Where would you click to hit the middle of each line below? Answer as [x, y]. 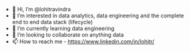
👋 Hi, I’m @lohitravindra [41, 9]
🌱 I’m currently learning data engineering [63, 28]
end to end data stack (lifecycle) [52, 22]
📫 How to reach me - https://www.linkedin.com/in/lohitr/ [83, 41]
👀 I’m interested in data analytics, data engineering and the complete [98, 16]
